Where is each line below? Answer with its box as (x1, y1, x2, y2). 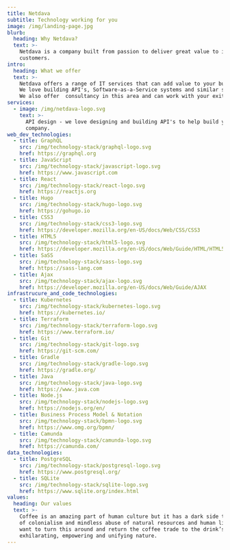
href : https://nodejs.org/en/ (19, 405, 106, 412)
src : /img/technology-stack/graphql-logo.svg (19, 144, 152, 151)
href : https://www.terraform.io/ (19, 328, 115, 336)
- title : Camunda (13, 430, 63, 437)
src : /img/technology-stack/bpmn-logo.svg (19, 417, 142, 425)
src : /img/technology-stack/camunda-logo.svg (19, 436, 152, 444)
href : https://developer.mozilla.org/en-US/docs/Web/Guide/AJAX (19, 284, 207, 291)
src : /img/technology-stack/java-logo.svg (19, 379, 142, 386)
